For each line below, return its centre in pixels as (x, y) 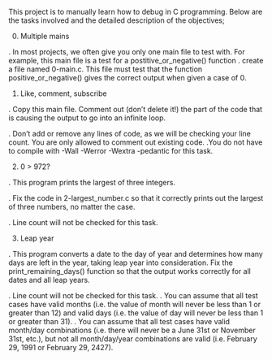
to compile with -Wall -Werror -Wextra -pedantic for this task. (111, 151)
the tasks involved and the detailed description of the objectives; (117, 20)
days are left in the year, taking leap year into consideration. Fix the (121, 262)
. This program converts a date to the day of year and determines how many (136, 254)
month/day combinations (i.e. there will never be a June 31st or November (132, 330)
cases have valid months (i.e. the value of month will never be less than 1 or (135, 304)
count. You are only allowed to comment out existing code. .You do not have (136, 142)
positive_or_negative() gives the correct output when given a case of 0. (127, 78)
